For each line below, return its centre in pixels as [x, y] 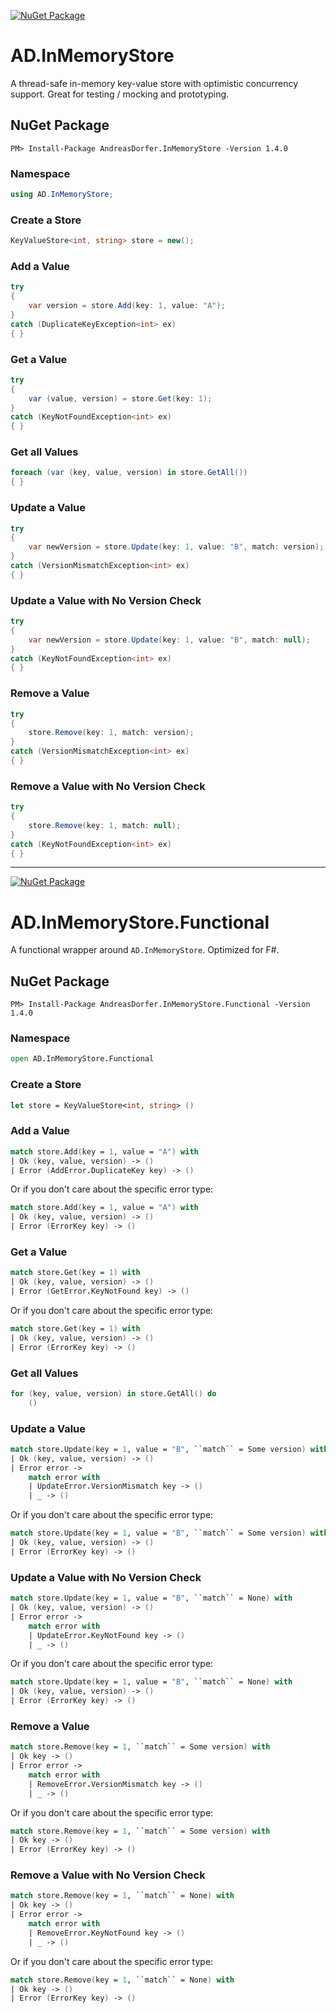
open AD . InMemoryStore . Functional [82, 1059]
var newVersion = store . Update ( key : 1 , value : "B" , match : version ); [176, 547]
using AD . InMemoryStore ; [62, 195]
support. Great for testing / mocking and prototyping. [120, 94]
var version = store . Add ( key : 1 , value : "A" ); [127, 306]
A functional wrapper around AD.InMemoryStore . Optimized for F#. [145, 950]
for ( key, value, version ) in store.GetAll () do [113, 1393]
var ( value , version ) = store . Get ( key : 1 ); [120, 398]
